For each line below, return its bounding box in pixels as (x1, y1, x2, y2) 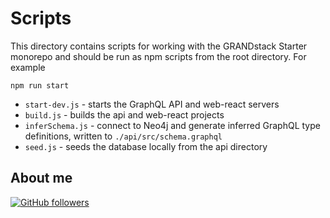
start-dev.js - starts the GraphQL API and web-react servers (24, 98, 280, 110)
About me (10, 170, 73, 187)
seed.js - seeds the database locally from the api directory (24, 140, 268, 152)
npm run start (10, 80, 70, 91)
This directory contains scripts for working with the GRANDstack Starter (10, 40, 308, 52)
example (10, 61, 46, 73)
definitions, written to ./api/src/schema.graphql (24, 130, 223, 142)
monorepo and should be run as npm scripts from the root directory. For (10, 50, 307, 62)
